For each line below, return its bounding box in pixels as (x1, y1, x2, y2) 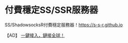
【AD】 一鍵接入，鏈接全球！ (4, 32, 65, 38)
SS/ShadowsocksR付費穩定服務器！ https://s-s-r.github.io (4, 22, 123, 28)
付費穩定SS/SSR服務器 (4, 4, 98, 16)
